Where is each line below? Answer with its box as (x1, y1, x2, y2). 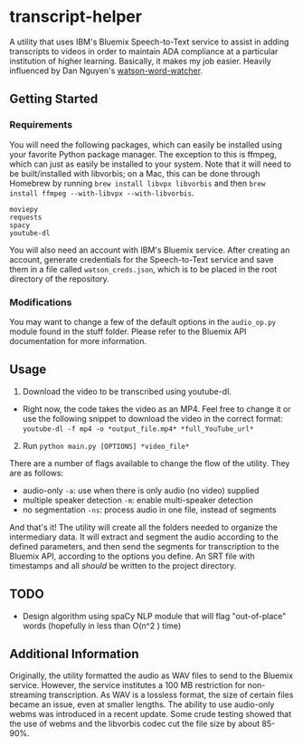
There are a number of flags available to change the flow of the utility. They (9, 457, 290, 468)
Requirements (9, 119, 73, 131)
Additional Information (9, 646, 139, 662)
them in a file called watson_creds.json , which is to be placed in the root (9, 263, 278, 274)
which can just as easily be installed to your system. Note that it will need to (9, 158, 292, 169)
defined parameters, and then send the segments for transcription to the (9, 540, 279, 551)
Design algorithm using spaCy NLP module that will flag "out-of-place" (22, 610, 287, 621)
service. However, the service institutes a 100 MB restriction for (9, 680, 246, 691)
